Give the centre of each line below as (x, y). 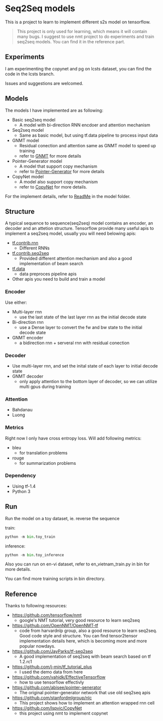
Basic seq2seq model (34, 120)
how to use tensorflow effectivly (52, 682)
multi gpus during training (45, 387)
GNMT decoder (28, 376)
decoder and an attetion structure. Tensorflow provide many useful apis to (80, 229)
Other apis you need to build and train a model (59, 279)
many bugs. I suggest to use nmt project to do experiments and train (86, 36)
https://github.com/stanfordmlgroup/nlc (52, 698)
